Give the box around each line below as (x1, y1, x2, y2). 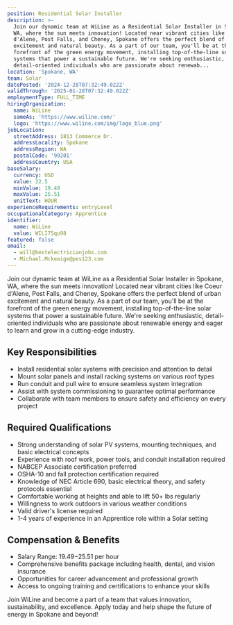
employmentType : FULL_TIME (7, 94, 85, 101)
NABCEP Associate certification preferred (17, 462, 137, 471)
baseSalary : (7, 165, 42, 172)
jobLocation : (7, 126, 45, 133)
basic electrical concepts (17, 447, 89, 456)
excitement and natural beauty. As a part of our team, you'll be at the (7, 297, 204, 305)
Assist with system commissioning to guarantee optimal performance (17, 387, 216, 395)
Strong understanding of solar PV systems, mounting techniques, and (17, 440, 216, 449)
